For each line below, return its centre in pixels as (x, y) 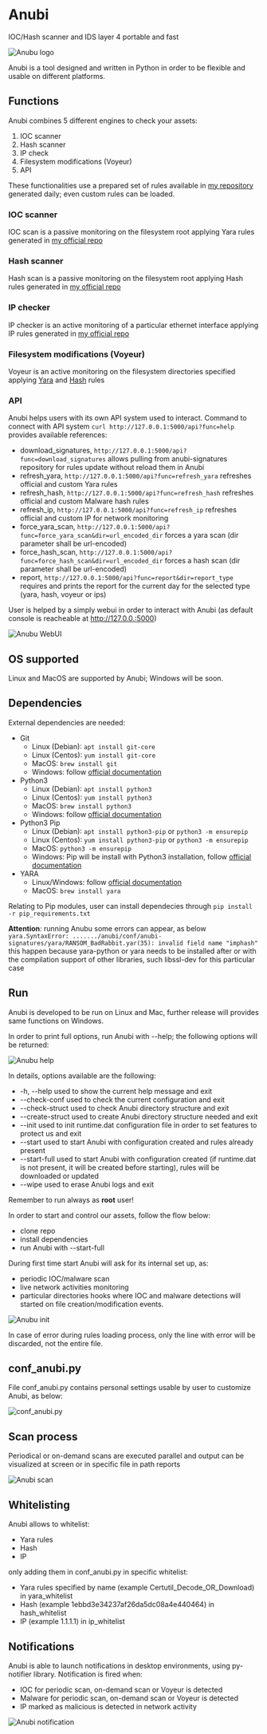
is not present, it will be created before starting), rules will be (120, 1167)
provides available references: (58, 435)
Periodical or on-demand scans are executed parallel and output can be (126, 1456)
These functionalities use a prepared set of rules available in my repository (131, 185)
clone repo (37, 1230)
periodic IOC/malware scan (65, 1278)
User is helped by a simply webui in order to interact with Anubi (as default (131, 610)
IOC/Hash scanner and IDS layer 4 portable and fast (94, 37)
